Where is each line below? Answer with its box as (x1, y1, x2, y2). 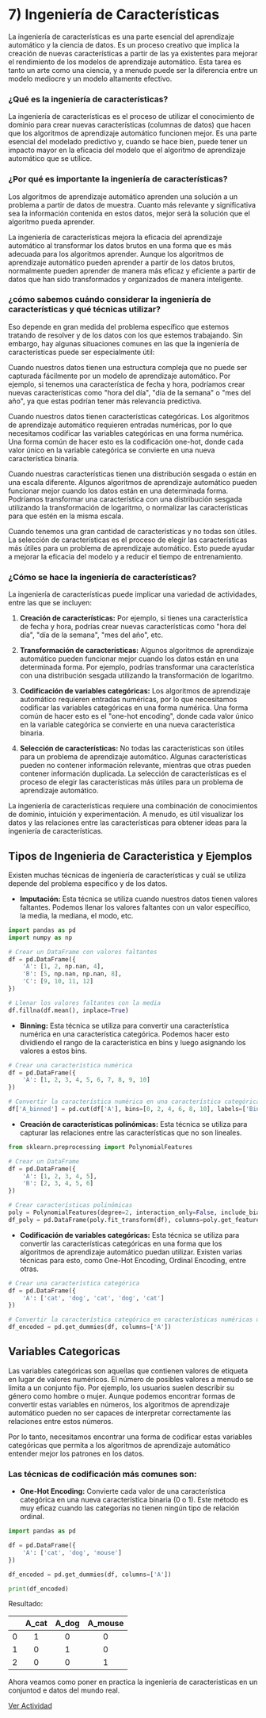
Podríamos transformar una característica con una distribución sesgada (8, 494, 243, 504)
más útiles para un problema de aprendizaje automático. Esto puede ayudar (8, 543, 255, 552)
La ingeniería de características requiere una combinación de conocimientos (8, 801, 258, 811)
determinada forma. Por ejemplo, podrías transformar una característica (19, 662, 255, 672)
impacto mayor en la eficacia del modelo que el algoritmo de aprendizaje (8, 145, 246, 155)
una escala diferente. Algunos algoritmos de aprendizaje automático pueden (8, 477, 257, 487)
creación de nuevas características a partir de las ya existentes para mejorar (8, 48, 258, 58)
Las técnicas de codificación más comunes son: (8, 1468, 197, 1479)
